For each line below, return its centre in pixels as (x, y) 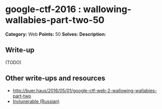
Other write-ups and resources (55, 78)
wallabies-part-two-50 (55, 20)
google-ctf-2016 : (43, 9)
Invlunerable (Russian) (36, 101)
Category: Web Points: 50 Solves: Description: (56, 34)
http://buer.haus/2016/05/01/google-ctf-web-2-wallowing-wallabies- (85, 90)
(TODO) (13, 62)
